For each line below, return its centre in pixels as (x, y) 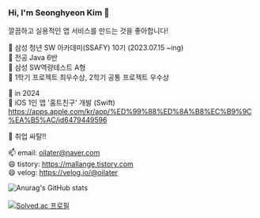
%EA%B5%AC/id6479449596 (58, 120)
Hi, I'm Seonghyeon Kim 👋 (59, 13)
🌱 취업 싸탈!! (27, 136)
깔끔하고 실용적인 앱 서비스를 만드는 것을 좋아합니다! (88, 31)
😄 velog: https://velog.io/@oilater (63, 173)
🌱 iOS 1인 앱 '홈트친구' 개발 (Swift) (62, 103)
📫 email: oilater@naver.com (54, 153)
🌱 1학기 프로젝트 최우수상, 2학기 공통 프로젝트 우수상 (89, 78)
